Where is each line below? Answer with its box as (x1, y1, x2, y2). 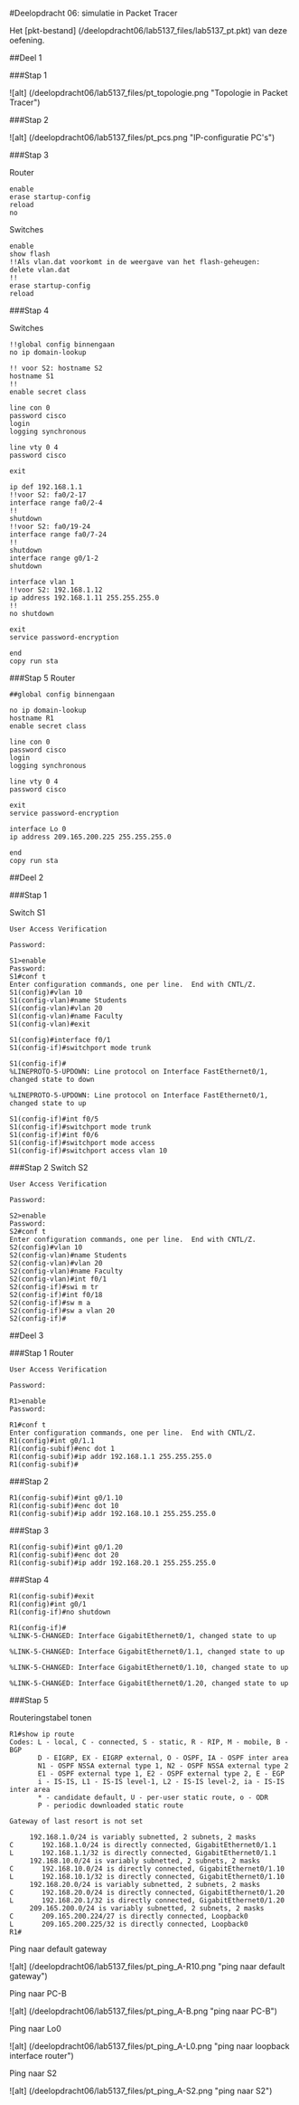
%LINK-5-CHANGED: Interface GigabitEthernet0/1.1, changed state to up (9, 1647, 285, 1656)
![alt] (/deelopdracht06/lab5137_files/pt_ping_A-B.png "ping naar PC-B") (9, 2005, 278, 2016)
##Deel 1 (9, 52, 42, 62)
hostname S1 (9, 372, 54, 381)
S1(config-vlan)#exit (9, 1019, 91, 1029)
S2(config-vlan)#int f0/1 (9, 1275, 107, 1284)
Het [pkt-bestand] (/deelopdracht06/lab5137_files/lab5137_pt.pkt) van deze (9, 25, 287, 35)
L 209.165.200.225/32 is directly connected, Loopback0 (9, 1920, 248, 1929)
